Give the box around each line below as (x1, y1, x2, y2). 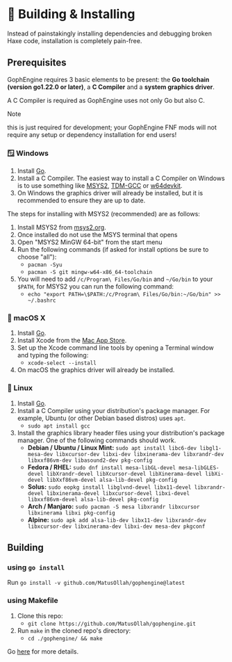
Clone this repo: (17, 611, 63, 620)
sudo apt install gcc (27, 422, 90, 430)
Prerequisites (7, 57, 67, 69)
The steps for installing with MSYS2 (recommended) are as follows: (7, 210, 200, 218)
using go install (7, 563, 65, 572)
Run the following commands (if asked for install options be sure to (17, 245, 209, 254)
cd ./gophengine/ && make (27, 635, 103, 642)
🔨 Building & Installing (7, 6, 135, 22)
